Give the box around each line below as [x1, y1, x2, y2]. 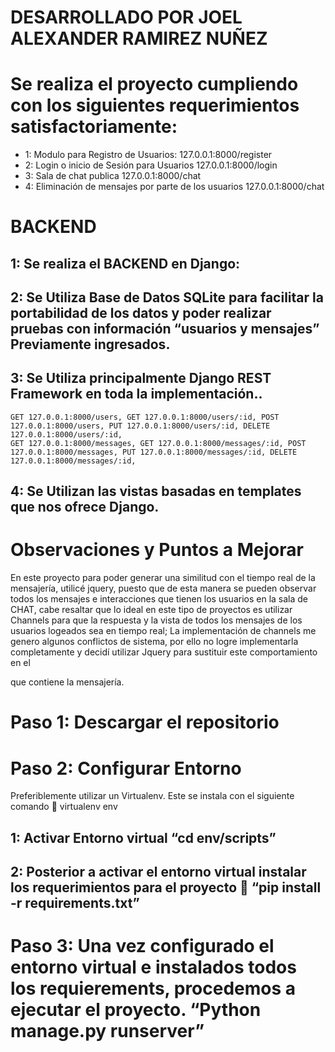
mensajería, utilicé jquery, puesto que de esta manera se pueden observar [10, 582, 317, 595]
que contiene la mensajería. [10, 676, 125, 688]
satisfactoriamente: [10, 116, 178, 138]
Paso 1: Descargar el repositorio [10, 711, 280, 734]
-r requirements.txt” [10, 895, 140, 912]
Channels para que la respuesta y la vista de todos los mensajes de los [10, 614, 303, 626]
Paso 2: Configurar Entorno [10, 757, 242, 780]
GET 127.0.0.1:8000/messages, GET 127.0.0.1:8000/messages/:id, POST [10, 438, 307, 448]
